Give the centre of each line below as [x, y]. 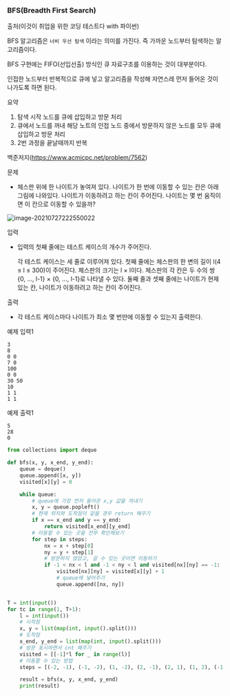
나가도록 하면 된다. [32, 88]
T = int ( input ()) [32, 603]
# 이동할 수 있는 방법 [46, 661]
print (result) [40, 686]
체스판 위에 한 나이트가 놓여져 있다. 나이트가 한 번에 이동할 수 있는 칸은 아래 [118, 187]
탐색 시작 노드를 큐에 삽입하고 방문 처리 [70, 117]
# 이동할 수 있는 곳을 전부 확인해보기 [78, 533]
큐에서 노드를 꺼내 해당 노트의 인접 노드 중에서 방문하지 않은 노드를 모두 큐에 [119, 126]
